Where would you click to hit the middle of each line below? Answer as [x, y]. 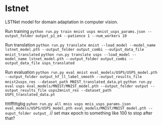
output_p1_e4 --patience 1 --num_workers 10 [81, 36]
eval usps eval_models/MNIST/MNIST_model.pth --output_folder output [77, 86]
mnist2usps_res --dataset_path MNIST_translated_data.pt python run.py [78, 82]
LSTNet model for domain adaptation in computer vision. [62, 22]
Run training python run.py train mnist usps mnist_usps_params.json [75, 31]
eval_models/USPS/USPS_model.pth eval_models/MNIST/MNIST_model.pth [76, 108]
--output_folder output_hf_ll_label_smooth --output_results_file [73, 77]
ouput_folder [18, 113]
